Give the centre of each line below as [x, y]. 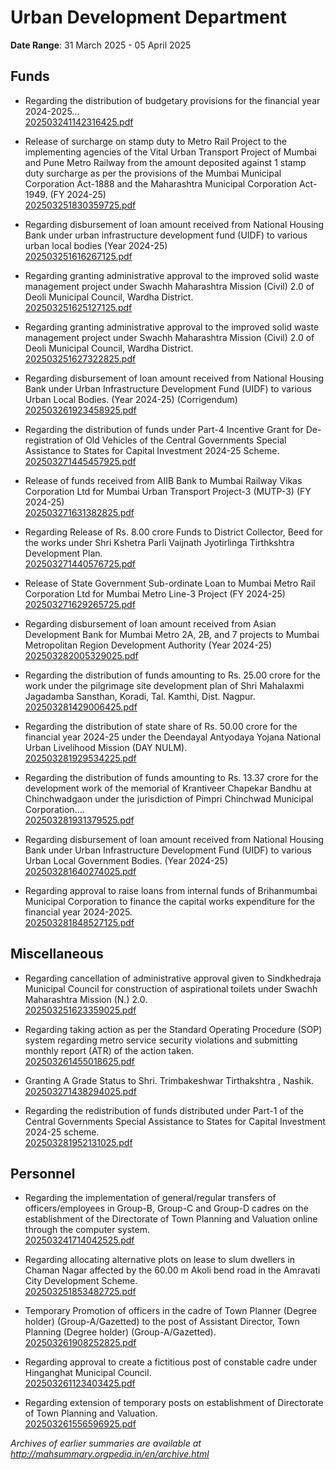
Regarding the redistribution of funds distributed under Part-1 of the [164, 1110]
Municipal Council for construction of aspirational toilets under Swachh [171, 988]
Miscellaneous [57, 954]
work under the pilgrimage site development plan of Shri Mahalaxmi [164, 685]
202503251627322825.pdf [80, 358]
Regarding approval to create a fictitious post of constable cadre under [171, 1362]
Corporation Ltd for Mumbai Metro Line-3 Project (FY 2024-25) [155, 593]
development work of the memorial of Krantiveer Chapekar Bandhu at [168, 788]
